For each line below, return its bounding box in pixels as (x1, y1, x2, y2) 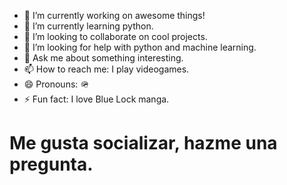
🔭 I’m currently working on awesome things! (23, 10, 206, 21)
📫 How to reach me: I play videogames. (23, 63, 190, 75)
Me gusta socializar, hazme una (9, 132, 278, 155)
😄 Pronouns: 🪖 (23, 78, 90, 90)
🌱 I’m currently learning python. (23, 20, 154, 32)
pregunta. (9, 153, 94, 176)
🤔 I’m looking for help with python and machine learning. (23, 41, 257, 53)
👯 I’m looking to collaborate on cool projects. (23, 31, 208, 42)
